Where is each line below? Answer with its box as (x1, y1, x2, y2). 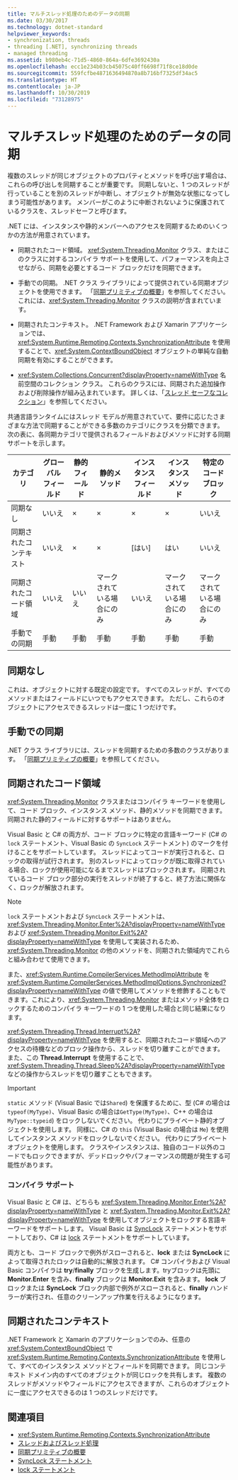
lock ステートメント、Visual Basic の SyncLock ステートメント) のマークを (7, 839, 222, 848)
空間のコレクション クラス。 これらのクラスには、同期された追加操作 (23, 379, 227, 388)
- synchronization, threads (7, 37, 91, 44)
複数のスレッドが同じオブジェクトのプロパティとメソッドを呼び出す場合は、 (7, 171, 231, 179)
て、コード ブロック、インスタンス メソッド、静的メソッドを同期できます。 (7, 806, 227, 815)
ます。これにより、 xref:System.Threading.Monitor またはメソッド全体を (13, 995, 223, 1004)
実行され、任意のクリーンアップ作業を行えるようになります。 (25, 1292, 205, 1301)
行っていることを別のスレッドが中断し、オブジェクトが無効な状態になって (7, 189, 225, 197)
